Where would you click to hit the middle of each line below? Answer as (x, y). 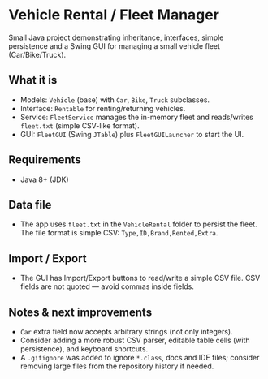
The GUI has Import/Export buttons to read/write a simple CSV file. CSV (140, 278)
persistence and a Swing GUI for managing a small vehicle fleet (115, 45)
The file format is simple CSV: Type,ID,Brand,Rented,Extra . (119, 233)
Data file (30, 205)
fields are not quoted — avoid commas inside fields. (107, 286)
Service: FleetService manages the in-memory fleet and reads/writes (136, 117)
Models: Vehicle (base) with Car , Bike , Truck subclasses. (115, 100)
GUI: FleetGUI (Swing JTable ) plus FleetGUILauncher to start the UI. (132, 134)
